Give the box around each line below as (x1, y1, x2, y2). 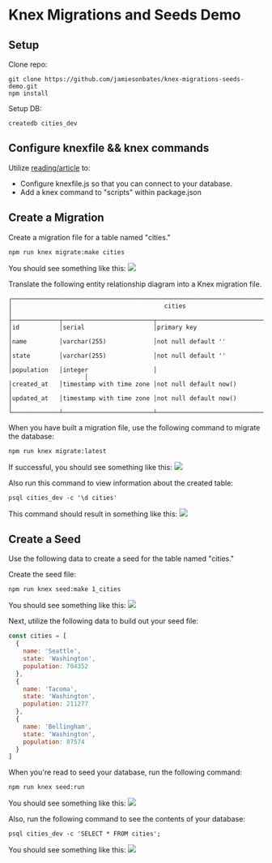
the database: (8, 431, 55, 441)
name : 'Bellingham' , (23, 723, 92, 731)
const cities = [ (8, 632, 67, 641)
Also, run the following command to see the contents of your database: (8, 814, 245, 824)
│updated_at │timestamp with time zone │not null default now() (8, 394, 237, 403)
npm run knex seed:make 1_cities (8, 585, 121, 593)
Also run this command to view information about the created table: (8, 477, 233, 488)
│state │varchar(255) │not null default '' (8, 352, 227, 360)
